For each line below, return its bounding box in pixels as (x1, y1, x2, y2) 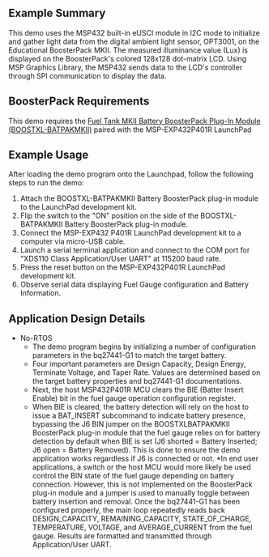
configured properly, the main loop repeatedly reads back (32, 505, 225, 515)
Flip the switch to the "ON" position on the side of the (19, 210, 199, 221)
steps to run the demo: (8, 178, 84, 188)
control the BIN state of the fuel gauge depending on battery (32, 471, 235, 481)
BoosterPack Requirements (8, 95, 150, 108)
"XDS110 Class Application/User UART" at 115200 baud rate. (19, 254, 221, 264)
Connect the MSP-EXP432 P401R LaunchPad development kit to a (19, 228, 241, 238)
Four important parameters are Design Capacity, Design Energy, (32, 359, 246, 369)
